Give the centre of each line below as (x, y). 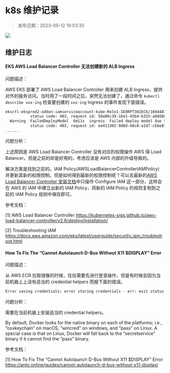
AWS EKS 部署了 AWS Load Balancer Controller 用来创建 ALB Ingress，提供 (84, 89)
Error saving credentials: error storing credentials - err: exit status (85, 292)
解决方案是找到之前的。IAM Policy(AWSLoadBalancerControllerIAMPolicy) (82, 168)
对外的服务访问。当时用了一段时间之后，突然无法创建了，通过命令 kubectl (83, 96)
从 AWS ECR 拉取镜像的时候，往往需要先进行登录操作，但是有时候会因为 (81, 276)
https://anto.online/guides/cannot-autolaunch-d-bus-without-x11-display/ (82, 365)
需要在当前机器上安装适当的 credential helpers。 (56, 312)
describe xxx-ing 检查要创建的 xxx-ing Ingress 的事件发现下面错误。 (77, 102)
